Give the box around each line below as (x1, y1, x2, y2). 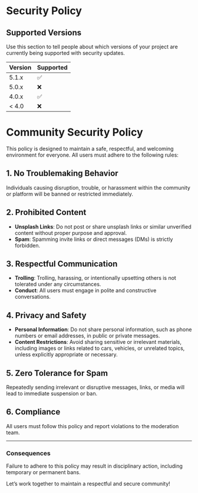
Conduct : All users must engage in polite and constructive (14, 287, 157, 294)
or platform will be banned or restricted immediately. (6, 190, 134, 197)
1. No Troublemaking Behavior (6, 168, 119, 178)
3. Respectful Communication (6, 259, 118, 269)
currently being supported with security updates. (6, 49, 126, 57)
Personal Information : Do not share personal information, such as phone (14, 326, 192, 333)
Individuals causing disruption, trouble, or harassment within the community (6, 184, 190, 191)
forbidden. (14, 241, 41, 249)
